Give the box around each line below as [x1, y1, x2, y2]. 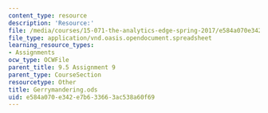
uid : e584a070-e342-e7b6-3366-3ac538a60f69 [8, 93, 156, 101]
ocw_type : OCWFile [8, 56, 69, 64]
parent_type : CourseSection [8, 71, 102, 79]
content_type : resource [8, 11, 88, 20]
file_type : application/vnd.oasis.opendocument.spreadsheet [8, 33, 213, 42]
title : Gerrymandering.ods [8, 85, 98, 94]
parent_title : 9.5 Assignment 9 [8, 64, 116, 72]
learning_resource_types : [8, 41, 94, 49]
